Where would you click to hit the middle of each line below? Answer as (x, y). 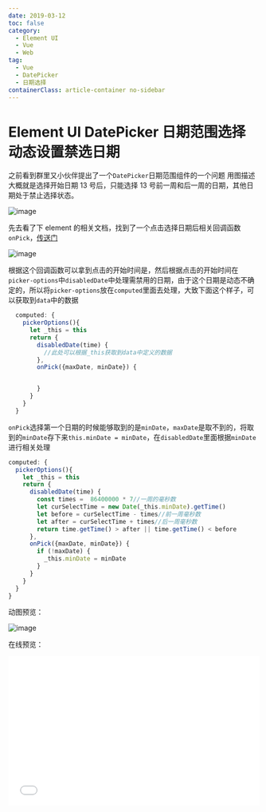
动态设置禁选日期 (65, 152)
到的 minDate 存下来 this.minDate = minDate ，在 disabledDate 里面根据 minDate (132, 437)
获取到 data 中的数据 (47, 300)
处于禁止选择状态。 (46, 196)
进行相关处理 (29, 447)
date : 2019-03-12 (37, 16)
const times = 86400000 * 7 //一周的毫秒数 (107, 500)
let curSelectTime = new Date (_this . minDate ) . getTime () (131, 507)
